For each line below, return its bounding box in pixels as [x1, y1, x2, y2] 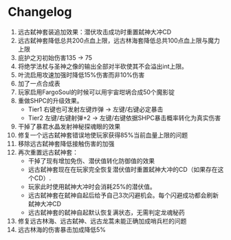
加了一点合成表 [17, 79, 60, 87]
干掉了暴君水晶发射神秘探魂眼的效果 [17, 122, 121, 131]
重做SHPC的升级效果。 [17, 96, 83, 105]
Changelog [8, 4, 72, 20]
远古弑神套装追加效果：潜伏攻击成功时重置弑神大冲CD [17, 28, 172, 36]
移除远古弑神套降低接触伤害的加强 [17, 139, 115, 148]
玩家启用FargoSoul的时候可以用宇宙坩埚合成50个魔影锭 [17, 87, 175, 96]
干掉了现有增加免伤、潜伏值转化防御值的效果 [27, 156, 155, 165]
